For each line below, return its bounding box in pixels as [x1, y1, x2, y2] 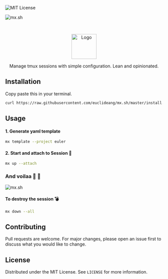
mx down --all [5, 209, 35, 214]
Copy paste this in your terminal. [5, 90, 72, 97]
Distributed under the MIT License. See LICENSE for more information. [5, 269, 147, 275]
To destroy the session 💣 [5, 196, 59, 202]
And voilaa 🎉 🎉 [5, 173, 41, 180]
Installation [5, 77, 41, 86]
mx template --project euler [5, 139, 66, 144]
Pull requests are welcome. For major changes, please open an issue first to [5, 236, 161, 242]
